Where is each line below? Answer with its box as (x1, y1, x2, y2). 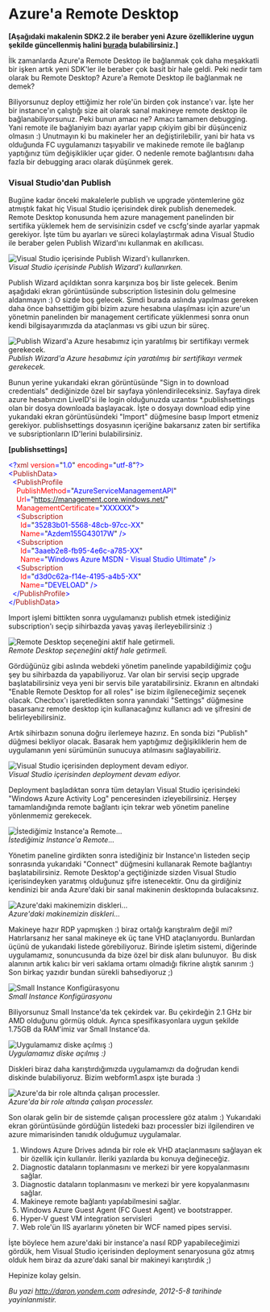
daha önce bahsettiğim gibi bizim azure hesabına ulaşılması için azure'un (8, 304, 251, 313)
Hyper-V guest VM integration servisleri (19, 1214, 152, 1223)
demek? (8, 81, 35, 91)
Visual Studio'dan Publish (8, 176, 111, 188)
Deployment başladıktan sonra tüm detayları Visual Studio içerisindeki (8, 785, 240, 795)
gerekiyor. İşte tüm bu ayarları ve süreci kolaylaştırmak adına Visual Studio (8, 230, 255, 239)
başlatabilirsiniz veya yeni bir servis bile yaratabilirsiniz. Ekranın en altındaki (8, 679, 260, 688)
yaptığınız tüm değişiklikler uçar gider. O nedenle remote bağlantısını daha (8, 148, 255, 158)
